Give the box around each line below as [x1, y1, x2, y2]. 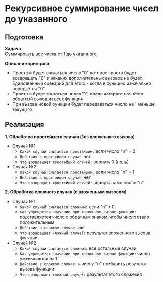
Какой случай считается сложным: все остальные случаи [19, 245, 136, 251]
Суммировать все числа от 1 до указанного [5, 51, 97, 57]
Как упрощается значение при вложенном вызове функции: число [19, 250, 150, 256]
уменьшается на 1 [19, 256, 57, 261]
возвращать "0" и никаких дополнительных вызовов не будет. [12, 75, 143, 81]
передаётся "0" [12, 86, 45, 91]
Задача [5, 46, 21, 51]
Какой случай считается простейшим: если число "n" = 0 [19, 148, 136, 154]
